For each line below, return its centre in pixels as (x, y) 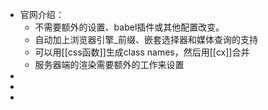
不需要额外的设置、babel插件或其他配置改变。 (129, 27)
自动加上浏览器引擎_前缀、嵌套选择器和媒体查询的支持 (146, 39)
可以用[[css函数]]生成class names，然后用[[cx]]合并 (142, 52)
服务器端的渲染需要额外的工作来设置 (109, 64)
